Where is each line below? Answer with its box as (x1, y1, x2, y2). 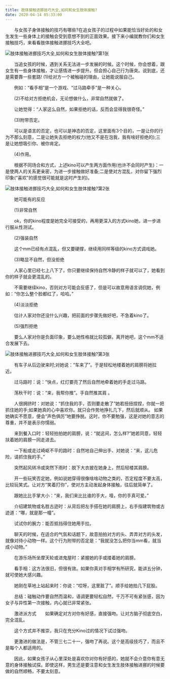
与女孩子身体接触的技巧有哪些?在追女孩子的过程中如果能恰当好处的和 (14, 26, 158, 33)
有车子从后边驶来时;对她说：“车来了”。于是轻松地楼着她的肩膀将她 (14, 361, 153, 368)
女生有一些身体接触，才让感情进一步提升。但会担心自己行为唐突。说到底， (5, 67, 160, 74)
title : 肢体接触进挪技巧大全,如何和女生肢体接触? (5, 7, 98, 13)
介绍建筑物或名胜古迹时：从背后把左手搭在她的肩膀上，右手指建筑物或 (14, 503, 160, 509)
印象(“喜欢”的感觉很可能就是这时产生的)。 (5, 175, 93, 181)
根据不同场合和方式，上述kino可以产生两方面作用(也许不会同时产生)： (14, 162, 159, 168)
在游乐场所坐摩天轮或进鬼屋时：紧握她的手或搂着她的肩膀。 (14, 554, 138, 561)
